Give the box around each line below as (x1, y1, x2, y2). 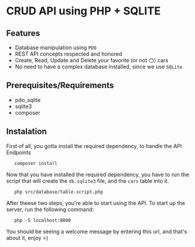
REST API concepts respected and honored (14, 50, 122, 58)
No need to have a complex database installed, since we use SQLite (14, 63, 183, 70)
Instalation (6, 126, 47, 137)
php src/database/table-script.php (14, 189, 103, 195)
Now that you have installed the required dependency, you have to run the (6, 171, 190, 178)
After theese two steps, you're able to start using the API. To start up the (6, 199, 185, 206)
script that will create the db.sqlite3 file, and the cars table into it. (6, 177, 169, 184)
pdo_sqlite (14, 96, 41, 103)
